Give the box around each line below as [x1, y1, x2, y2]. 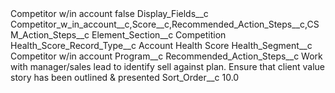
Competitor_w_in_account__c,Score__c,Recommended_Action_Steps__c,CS [10, 18, 320, 30]
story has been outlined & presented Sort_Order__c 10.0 [10, 72, 240, 83]
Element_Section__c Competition [91, 29, 227, 41]
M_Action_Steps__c [10, 29, 90, 41]
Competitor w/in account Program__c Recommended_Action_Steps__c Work [10, 50, 323, 62]
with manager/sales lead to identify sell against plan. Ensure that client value [10, 61, 325, 72]
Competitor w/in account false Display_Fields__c [10, 8, 209, 19]
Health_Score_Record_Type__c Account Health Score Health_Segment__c [10, 40, 313, 51]
